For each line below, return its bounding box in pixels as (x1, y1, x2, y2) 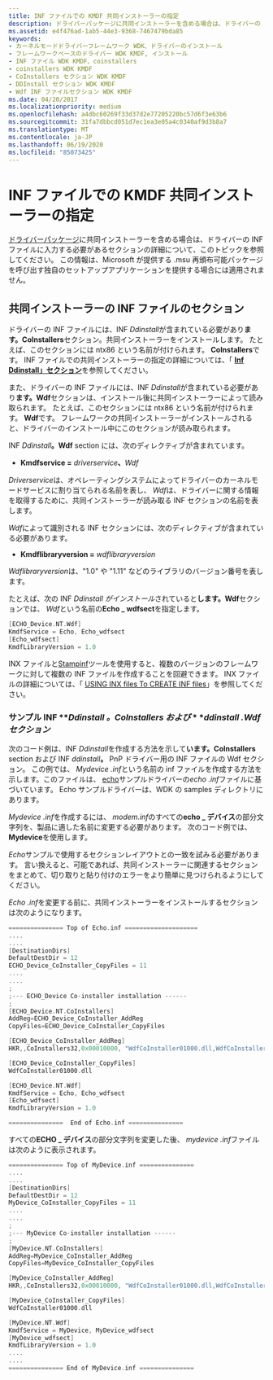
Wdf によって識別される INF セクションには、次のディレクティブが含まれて (8, 523, 257, 533)
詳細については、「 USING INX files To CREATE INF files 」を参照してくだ (22, 679, 263, 689)
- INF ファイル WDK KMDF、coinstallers (8, 58, 137, 66)
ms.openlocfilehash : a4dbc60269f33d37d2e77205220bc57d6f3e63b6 (8, 111, 227, 119)
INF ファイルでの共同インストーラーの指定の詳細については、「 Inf (24, 355, 245, 365)
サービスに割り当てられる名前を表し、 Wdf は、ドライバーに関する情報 (22, 485, 259, 495)
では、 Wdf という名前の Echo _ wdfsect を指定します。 (22, 604, 205, 614)
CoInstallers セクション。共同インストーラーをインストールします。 (21, 335, 248, 344)
